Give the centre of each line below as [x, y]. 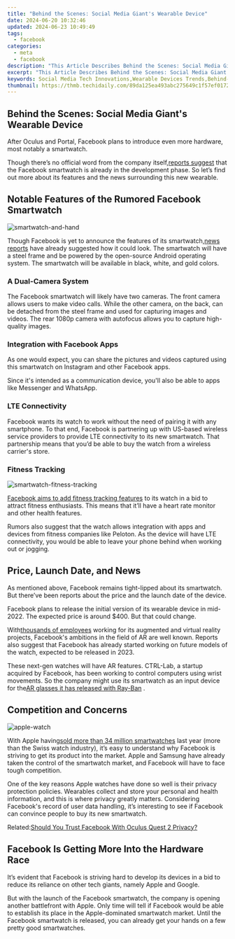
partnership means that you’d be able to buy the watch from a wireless [109, 444]
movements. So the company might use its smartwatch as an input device [114, 681]
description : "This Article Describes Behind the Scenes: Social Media [114, 66]
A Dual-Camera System [48, 281]
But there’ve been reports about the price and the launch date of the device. [117, 595]
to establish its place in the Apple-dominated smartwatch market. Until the [114, 913]
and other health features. [45, 513]
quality [17, 326]
